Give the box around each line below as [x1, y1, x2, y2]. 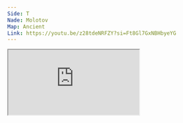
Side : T [7, 10, 30, 17]
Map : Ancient [7, 23, 45, 30]
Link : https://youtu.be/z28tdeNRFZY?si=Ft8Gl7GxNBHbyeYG [7, 29, 177, 37]
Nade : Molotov [7, 17, 49, 24]
